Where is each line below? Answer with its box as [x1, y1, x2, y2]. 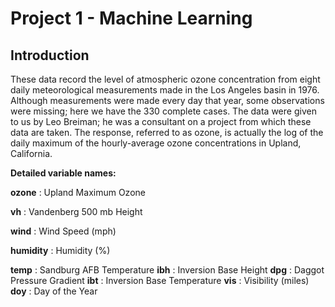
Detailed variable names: [10, 167, 117, 179]
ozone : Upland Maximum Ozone [10, 187, 146, 198]
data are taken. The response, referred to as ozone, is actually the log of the [10, 127, 324, 138]
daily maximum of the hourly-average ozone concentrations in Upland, [10, 137, 302, 149]
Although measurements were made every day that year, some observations [10, 95, 325, 106]
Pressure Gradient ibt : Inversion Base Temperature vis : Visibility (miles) [10, 275, 310, 286]
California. [10, 148, 53, 159]
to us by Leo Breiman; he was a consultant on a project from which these [10, 116, 312, 127]
